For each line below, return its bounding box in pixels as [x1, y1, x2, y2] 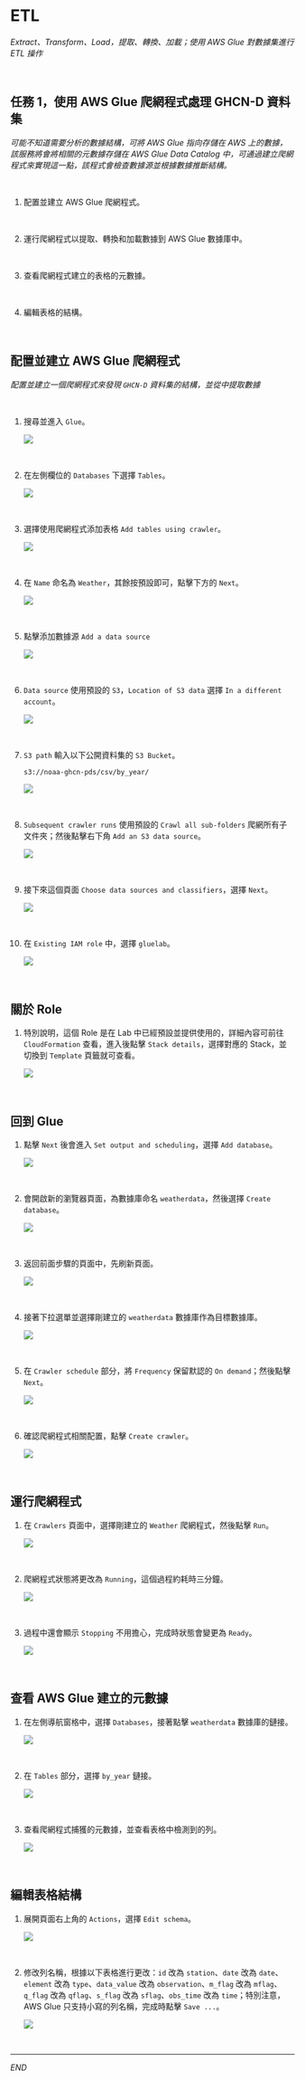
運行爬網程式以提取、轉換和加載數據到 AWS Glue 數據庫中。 [23, 233, 247, 244]
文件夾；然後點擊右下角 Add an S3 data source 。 [23, 831, 207, 841]
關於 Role [10, 1002, 62, 1017]
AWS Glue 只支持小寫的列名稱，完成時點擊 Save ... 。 [23, 2000, 225, 2011]
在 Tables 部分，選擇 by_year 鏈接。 [23, 1770, 157, 1781]
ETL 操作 [10, 47, 43, 59]
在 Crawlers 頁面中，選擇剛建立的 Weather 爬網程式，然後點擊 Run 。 [23, 1519, 274, 1530]
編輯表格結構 [10, 1887, 82, 1903]
